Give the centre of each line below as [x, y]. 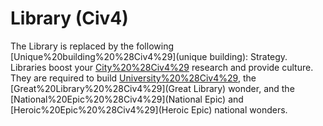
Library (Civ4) [69, 18]
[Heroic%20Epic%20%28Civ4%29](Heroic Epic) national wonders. [149, 109]
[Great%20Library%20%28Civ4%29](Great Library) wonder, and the [152, 88]
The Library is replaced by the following [92, 46]
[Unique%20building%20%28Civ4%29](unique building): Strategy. [149, 56]
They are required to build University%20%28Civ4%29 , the [133, 78]
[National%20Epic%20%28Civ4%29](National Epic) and [127, 99]
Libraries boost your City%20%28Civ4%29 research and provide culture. [162, 67]
